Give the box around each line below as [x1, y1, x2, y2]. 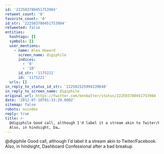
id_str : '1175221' [18, 71, 56, 76]
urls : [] [9, 79, 27, 84]
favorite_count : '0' [5, 16, 47, 21]
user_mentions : [9, 43, 41, 48]
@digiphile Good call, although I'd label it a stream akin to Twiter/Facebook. [5, 138, 157, 144]
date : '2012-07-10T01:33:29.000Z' [5, 98, 76, 103]
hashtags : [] [9, 35, 36, 39]
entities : [5, 30, 25, 35]
